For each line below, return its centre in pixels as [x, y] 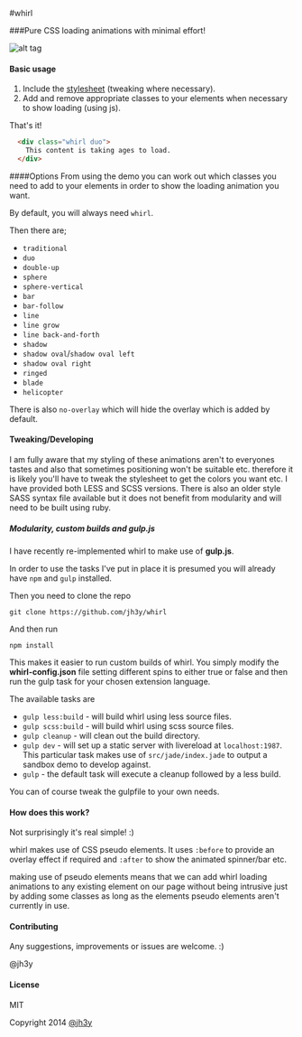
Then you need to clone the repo [70, 596]
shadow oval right [57, 364]
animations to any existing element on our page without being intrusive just [149, 887]
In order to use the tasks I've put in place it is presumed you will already [143, 569]
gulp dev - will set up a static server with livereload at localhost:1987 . [152, 745]
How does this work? [50, 812]
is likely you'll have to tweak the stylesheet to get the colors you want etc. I [149, 479]
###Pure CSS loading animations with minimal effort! [107, 30]
